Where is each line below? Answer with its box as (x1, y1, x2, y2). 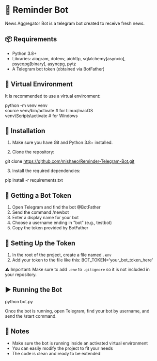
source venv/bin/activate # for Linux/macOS (5, 107, 93, 113)
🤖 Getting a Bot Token (5, 191, 72, 200)
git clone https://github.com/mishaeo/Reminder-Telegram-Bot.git (5, 158, 135, 164)
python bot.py (5, 298, 33, 304)
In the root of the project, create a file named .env (12, 252, 111, 258)
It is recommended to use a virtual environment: (5, 93, 101, 99)
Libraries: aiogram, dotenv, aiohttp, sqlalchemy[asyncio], (12, 55, 126, 61)
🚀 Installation (5, 126, 46, 135)
